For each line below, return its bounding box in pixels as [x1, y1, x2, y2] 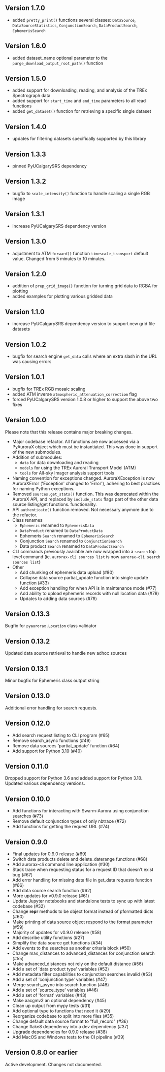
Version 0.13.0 [5, 692, 50, 700]
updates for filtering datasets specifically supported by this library [12, 135, 147, 142]
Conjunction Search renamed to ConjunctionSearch [19, 538, 122, 544]
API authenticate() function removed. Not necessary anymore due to [12, 506, 154, 512]
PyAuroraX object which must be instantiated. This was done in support [12, 443, 158, 450]
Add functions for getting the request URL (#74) [12, 824, 110, 830]
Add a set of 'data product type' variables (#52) [12, 966, 109, 972]
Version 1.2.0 [5, 269, 47, 278]
